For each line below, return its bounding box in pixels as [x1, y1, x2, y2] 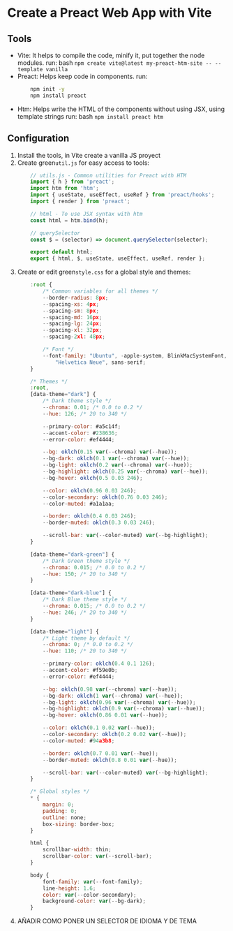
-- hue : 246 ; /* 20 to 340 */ [43, 609, 128, 616]
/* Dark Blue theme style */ [43, 596, 128, 603]
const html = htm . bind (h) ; [30, 217, 109, 224]
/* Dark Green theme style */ [43, 557, 130, 564]
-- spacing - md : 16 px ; [43, 314, 103, 321]
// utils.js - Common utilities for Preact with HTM [30, 172, 187, 179]
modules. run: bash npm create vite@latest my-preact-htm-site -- [17, 59, 213, 67]
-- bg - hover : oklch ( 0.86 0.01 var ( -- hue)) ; [43, 712, 168, 719]
